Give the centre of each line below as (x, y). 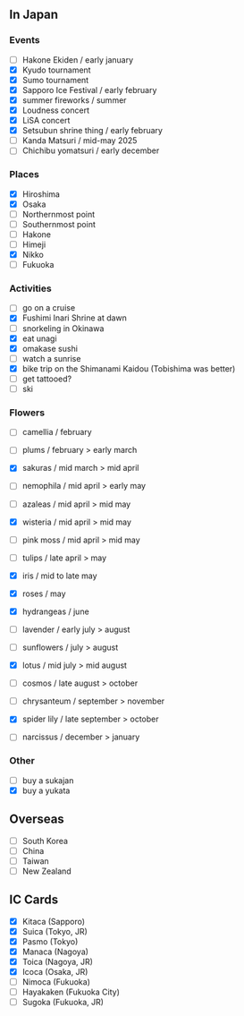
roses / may (44, 593)
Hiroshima (41, 194)
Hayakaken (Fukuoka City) (71, 992)
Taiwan (35, 861)
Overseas (37, 820)
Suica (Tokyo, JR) (55, 931)
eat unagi (39, 338)
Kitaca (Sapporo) (54, 921)
